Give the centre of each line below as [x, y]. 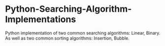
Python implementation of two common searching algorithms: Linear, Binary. [83, 33]
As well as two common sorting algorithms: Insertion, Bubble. [67, 38]
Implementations [41, 19]
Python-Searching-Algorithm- [68, 9]
